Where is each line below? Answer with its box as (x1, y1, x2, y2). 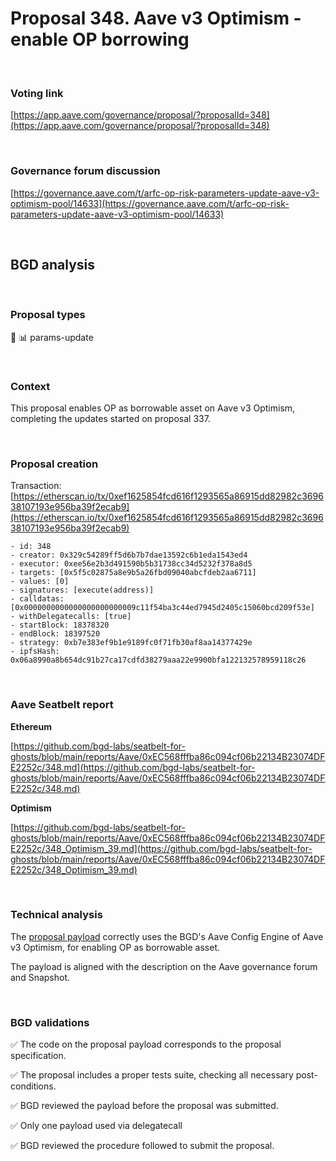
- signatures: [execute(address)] (10, 585, 155, 596)
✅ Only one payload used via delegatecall (10, 1120, 183, 1132)
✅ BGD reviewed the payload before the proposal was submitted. (10, 1100, 279, 1112)
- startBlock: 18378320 (10, 620, 110, 631)
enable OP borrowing (10, 28, 190, 51)
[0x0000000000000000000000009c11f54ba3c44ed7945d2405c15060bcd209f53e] (10, 603, 315, 613)
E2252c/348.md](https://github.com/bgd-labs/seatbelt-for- (10, 761, 256, 773)
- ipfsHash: (10, 647, 60, 657)
